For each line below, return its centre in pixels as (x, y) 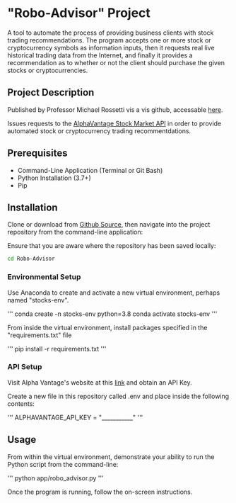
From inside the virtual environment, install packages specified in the (107, 327)
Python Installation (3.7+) (54, 178)
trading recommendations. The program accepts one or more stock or (109, 40)
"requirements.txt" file (40, 335)
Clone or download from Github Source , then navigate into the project (109, 225)
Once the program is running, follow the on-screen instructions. (100, 492)
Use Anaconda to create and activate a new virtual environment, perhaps (114, 293)
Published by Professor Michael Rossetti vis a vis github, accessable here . (116, 109)
